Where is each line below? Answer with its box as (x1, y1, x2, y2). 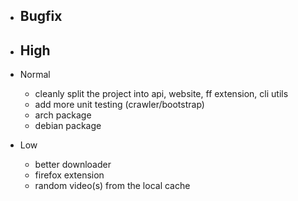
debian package (34, 120, 102, 132)
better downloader (34, 159, 112, 171)
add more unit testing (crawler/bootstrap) (34, 99, 205, 111)
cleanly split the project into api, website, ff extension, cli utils (34, 88, 289, 100)
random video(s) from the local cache (34, 180, 191, 192)
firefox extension (34, 169, 105, 181)
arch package (34, 109, 92, 121)
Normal (19, 69, 51, 81)
